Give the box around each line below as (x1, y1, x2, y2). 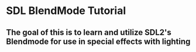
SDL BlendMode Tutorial (6, 4, 126, 18)
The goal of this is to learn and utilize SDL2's (6, 27, 171, 37)
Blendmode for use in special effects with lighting (6, 36, 191, 46)
